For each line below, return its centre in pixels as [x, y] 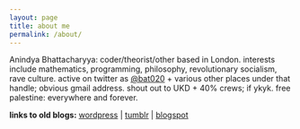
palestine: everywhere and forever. [74, 98]
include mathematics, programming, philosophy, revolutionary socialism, [143, 69]
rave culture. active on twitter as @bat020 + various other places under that [150, 79]
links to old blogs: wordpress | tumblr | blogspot [99, 115]
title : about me [40, 26]
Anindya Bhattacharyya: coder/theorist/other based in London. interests [142, 60]
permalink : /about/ [46, 34]
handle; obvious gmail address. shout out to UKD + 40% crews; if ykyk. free [150, 88]
